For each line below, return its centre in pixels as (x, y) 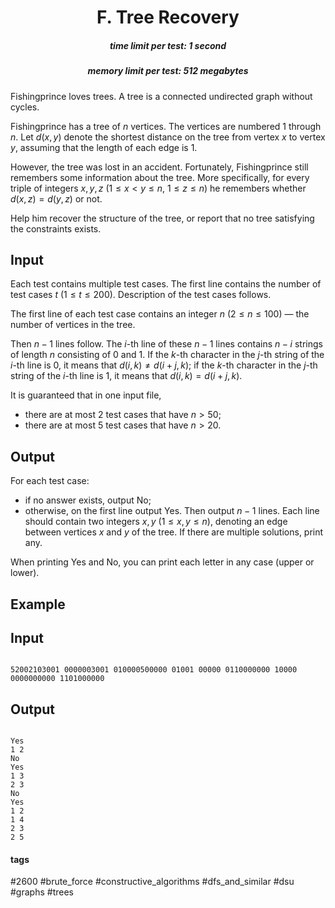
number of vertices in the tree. (73, 325)
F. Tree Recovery (168, 17)
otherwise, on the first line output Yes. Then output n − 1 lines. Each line (172, 511)
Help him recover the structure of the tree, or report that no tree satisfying (162, 218)
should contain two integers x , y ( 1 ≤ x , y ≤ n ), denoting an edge (156, 522)
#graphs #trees (42, 892)
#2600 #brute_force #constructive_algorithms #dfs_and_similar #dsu (152, 882)
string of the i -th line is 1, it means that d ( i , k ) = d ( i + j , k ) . (126, 376)
